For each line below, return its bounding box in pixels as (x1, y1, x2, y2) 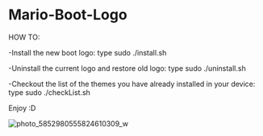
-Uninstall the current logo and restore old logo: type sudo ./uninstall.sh (8, 63, 246, 73)
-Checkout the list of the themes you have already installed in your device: (8, 79, 256, 89)
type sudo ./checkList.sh (8, 87, 91, 97)
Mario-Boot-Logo (8, 6, 127, 24)
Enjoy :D (8, 103, 36, 113)
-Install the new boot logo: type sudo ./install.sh (8, 47, 167, 57)
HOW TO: (8, 32, 40, 42)
